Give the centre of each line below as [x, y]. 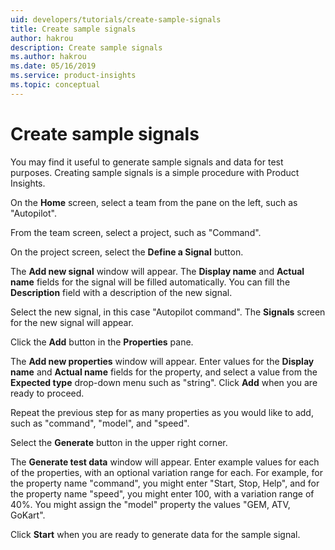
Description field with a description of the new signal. [121, 292]
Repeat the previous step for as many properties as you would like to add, [162, 412]
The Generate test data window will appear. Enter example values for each [165, 462]
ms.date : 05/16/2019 [53, 66]
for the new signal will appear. [72, 322]
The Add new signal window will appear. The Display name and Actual [157, 271]
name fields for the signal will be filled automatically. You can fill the [150, 282]
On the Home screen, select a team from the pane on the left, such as [154, 202]
